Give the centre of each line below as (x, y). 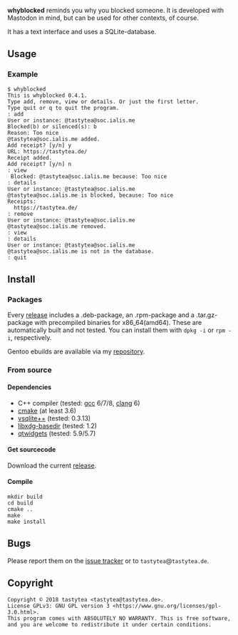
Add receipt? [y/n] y (40, 145)
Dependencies (30, 387)
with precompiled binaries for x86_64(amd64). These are (118, 323)
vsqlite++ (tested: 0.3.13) (54, 418)
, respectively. (31, 338)
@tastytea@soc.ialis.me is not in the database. (81, 251)
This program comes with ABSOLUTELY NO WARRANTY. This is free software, (119, 618)
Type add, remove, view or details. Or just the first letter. (103, 102)
